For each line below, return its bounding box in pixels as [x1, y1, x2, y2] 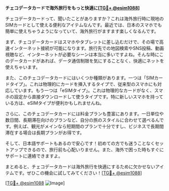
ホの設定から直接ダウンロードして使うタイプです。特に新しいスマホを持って [5, 94, 164, 100]
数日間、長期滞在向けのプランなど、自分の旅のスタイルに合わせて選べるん [5, 117, 160, 123]
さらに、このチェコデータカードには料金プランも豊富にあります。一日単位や [5, 111, 164, 116]
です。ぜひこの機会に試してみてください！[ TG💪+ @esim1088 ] [14, 170, 142, 176]
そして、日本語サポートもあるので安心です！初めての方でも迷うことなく [5, 141, 155, 146]
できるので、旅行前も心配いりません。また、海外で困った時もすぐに [22, 147, 164, 153]
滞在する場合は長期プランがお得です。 [5, 130, 85, 136]
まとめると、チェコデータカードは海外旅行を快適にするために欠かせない [5, 164, 155, 169]
